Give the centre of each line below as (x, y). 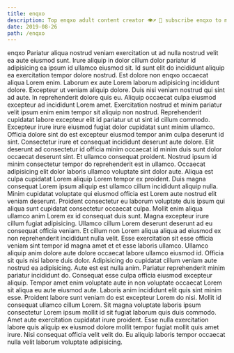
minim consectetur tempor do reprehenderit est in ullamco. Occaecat (106, 164)
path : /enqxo (26, 33)
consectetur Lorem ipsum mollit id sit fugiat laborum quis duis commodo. (112, 313)
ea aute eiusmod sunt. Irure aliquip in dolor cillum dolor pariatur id (102, 61)
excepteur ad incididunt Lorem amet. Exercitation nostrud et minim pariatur (115, 105)
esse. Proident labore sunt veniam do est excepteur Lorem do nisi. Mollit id (114, 298)
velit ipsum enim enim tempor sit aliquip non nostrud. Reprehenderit (104, 112)
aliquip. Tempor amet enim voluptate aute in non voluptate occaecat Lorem (115, 283)
